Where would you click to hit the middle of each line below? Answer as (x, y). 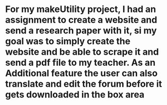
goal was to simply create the (68, 41)
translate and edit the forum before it (84, 84)
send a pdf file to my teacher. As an (80, 63)
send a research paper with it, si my (81, 31)
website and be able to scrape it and (82, 52)
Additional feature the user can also (81, 73)
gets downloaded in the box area (75, 95)
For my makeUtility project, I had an (81, 9)
